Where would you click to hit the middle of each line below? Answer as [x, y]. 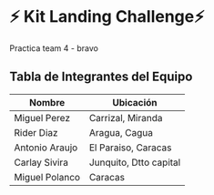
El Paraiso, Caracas [130, 148]
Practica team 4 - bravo [54, 48]
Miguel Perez [42, 118]
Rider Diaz [36, 132]
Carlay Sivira [41, 162]
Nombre [47, 102]
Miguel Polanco [47, 177]
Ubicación [135, 102]
